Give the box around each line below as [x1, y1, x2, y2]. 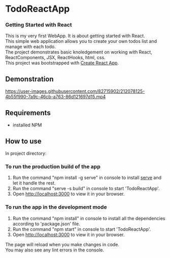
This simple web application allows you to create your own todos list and [5, 38, 157, 44]
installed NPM [12, 122, 42, 128]
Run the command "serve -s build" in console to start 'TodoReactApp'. [12, 186, 160, 192]
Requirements [5, 108, 51, 117]
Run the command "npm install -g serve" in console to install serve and [12, 174, 161, 181]
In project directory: [5, 150, 47, 156]
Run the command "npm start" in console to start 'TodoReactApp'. [12, 226, 151, 232]
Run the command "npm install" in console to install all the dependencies [12, 215, 166, 221]
